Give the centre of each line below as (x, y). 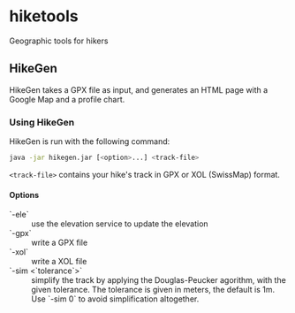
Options (24, 195)
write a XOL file (59, 262)
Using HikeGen (42, 122)
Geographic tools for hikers (59, 41)
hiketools (44, 16)
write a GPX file (60, 243)
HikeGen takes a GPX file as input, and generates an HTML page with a (139, 89)
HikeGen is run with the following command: (90, 141)
